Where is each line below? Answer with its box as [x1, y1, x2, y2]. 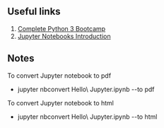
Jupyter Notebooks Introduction [17, 32, 111, 40]
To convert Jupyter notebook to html [7, 98, 115, 107]
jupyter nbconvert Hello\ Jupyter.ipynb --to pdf [17, 85, 155, 93]
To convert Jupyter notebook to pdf [7, 71, 112, 80]
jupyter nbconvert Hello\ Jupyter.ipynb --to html [17, 112, 158, 121]
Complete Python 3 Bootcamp [17, 24, 106, 33]
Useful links [7, 6, 61, 18]
